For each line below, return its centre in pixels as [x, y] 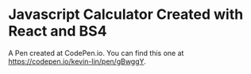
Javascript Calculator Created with [126, 15]
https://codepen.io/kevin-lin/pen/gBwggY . [77, 61]
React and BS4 [58, 31]
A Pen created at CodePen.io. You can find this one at [96, 53]
